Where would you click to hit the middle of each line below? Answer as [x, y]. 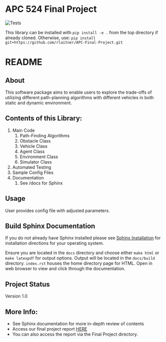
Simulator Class [36, 162]
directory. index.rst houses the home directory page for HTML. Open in [79, 263]
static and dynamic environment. [39, 103]
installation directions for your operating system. [55, 243]
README [24, 62]
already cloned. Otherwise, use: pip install [50, 38]
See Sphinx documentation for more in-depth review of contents [78, 324]
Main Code [24, 130]
